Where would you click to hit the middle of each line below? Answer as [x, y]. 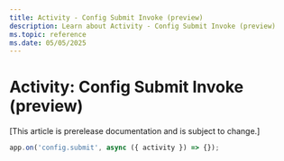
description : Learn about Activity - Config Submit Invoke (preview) [143, 26]
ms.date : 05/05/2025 [48, 43]
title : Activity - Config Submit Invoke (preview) [106, 18]
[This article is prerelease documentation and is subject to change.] [135, 131]
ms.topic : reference [48, 34]
